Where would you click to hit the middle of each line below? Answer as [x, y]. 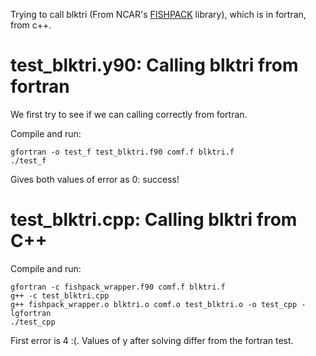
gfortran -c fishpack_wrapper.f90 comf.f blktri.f [118, 287]
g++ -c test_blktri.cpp [60, 295]
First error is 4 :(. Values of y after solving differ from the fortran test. [152, 340]
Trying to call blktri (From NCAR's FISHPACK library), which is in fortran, [158, 14]
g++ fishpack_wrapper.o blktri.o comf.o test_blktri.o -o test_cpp [154, 304]
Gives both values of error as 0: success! [95, 179]
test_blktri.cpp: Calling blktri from [154, 220]
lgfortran [31, 313]
